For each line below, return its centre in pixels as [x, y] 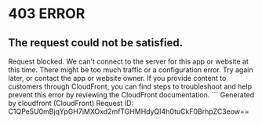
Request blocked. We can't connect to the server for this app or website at [129, 61]
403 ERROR [47, 14]
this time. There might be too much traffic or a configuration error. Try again [131, 70]
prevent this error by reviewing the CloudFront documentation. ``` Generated [131, 95]
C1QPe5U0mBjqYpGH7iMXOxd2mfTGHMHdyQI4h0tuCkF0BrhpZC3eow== [129, 111]
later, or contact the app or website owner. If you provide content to [117, 78]
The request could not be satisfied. [95, 43]
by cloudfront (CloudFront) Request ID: [71, 103]
